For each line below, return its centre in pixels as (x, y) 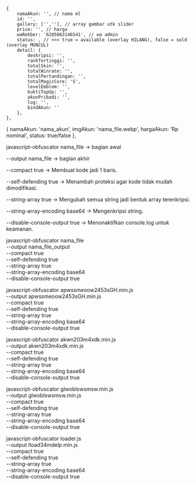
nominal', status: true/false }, (41, 135)
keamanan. (20, 229)
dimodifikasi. (22, 188)
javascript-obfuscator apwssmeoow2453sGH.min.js (70, 290)
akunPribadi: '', (49, 97)
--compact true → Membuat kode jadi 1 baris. (62, 170)
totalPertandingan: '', (57, 76)
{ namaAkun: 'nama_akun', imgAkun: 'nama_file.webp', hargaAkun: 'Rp (92, 129)
